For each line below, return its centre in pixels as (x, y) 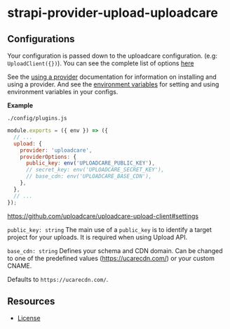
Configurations (41, 39)
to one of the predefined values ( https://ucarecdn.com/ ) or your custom (111, 258)
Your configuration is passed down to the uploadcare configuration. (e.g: (112, 56)
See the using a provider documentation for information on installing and (112, 77)
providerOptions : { (48, 157)
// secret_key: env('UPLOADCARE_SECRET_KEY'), (95, 170)
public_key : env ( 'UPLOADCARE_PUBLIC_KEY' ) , (90, 163)
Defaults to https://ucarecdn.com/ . (58, 279)
